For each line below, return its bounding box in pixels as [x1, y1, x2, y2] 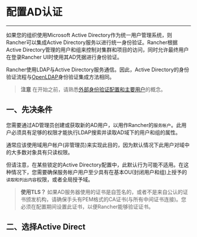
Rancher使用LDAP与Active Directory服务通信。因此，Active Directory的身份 [6, 66, 189, 73]
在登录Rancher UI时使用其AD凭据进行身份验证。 [6, 54, 123, 61]
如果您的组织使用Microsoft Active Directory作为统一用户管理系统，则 [6, 31, 172, 38]
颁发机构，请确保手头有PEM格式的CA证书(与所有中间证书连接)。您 [25, 195, 186, 203]
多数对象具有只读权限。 [16, 148, 73, 156]
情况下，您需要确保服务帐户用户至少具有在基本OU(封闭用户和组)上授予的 [11, 168, 188, 175]
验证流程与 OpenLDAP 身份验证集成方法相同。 [6, 73, 115, 80]
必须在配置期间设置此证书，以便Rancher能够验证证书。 [20, 203, 154, 210]
